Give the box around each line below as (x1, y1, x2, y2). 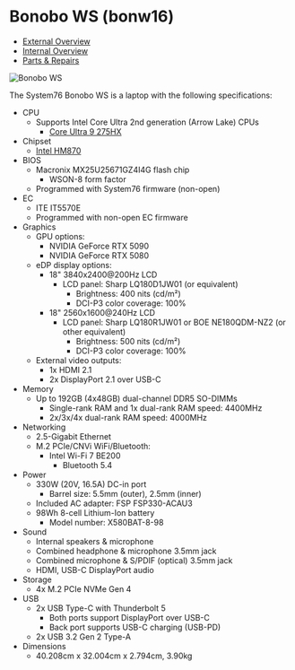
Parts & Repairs (22, 55, 80, 65)
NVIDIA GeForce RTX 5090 (48, 240, 150, 251)
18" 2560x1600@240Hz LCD (48, 307, 155, 318)
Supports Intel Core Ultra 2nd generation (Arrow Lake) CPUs (35, 117, 260, 127)
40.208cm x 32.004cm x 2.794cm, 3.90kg (35, 650, 193, 661)
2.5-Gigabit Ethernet (35, 431, 112, 441)
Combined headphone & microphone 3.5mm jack (35, 545, 217, 556)
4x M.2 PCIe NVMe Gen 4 (35, 583, 132, 594)
